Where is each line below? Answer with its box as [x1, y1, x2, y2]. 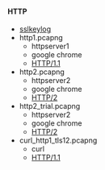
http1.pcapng [19, 33, 64, 43]
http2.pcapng [19, 67, 65, 77]
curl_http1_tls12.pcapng [19, 135, 98, 145]
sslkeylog [19, 24, 52, 34]
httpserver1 [31, 41, 69, 52]
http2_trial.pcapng [19, 102, 81, 111]
